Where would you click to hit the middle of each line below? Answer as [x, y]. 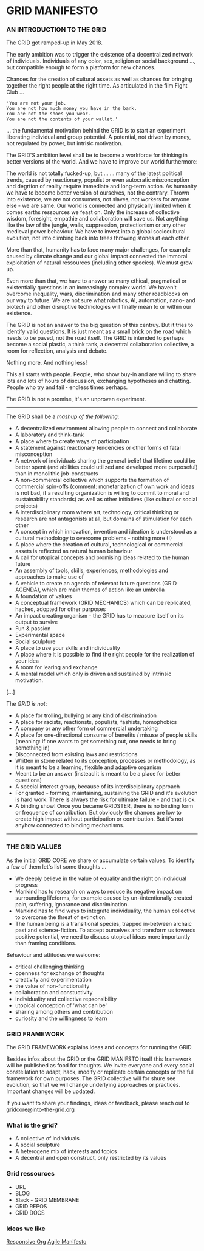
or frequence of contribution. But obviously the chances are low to [98, 813]
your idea [27, 661]
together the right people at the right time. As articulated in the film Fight [97, 86]
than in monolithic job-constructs [56, 474]
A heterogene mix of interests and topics [66, 1151]
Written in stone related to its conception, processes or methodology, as [105, 761]
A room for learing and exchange [56, 667]
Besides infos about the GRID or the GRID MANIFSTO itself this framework [99, 1059]
